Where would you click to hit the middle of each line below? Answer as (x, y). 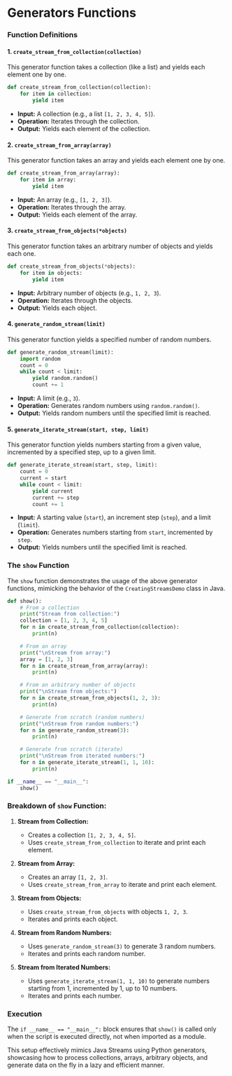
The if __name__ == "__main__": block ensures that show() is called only (112, 1029)
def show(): (24, 601)
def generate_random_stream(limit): (60, 352)
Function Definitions (43, 35)
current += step (56, 498)
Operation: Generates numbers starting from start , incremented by (115, 532)
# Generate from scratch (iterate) (72, 749)
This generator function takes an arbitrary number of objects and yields (110, 246)
